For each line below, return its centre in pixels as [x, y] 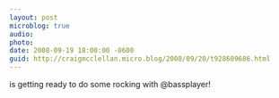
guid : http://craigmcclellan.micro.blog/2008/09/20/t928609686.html [140, 59]
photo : [22, 42]
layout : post [34, 17]
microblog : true [39, 26]
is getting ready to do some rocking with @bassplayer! [110, 84]
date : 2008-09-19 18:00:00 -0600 [72, 51]
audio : [22, 34]
